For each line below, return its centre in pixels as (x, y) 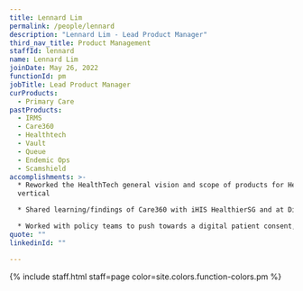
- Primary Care (46, 101)
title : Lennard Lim (46, 18)
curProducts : (34, 93)
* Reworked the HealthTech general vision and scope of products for (151, 186)
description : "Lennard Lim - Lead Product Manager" (108, 34)
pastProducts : (36, 110)
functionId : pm (38, 77)
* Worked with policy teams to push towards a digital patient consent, (157, 226)
